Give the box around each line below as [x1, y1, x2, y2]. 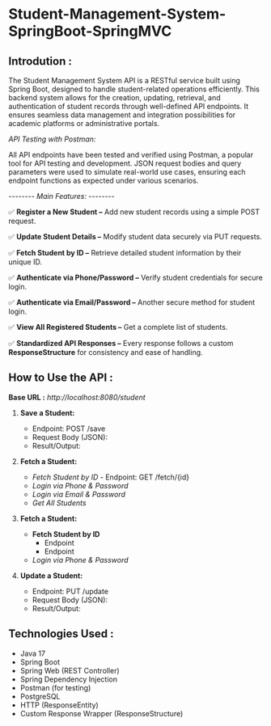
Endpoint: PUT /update [32, 586, 109, 596]
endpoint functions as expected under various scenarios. [8, 175, 199, 185]
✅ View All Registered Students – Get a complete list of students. [8, 323, 228, 331]
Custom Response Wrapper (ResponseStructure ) [19, 708, 184, 718]
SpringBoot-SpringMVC [8, 22, 172, 40]
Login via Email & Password [32, 489, 125, 499]
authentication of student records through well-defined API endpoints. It [8, 102, 249, 111]
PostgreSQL [19, 691, 61, 701]
